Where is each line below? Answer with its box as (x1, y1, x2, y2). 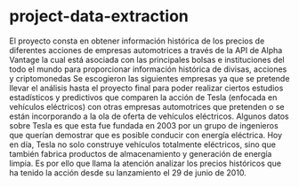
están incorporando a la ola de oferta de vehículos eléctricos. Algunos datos (9, 111, 289, 121)
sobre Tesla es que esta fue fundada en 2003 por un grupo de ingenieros (9, 120, 279, 130)
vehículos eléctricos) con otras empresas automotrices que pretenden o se (9, 101, 285, 112)
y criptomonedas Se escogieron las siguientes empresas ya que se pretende (9, 73, 290, 83)
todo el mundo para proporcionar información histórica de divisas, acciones (9, 64, 287, 74)
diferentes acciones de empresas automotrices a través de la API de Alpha (9, 44, 283, 55)
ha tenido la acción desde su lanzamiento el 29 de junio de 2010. (9, 167, 246, 178)
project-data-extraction (9, 6, 190, 27)
